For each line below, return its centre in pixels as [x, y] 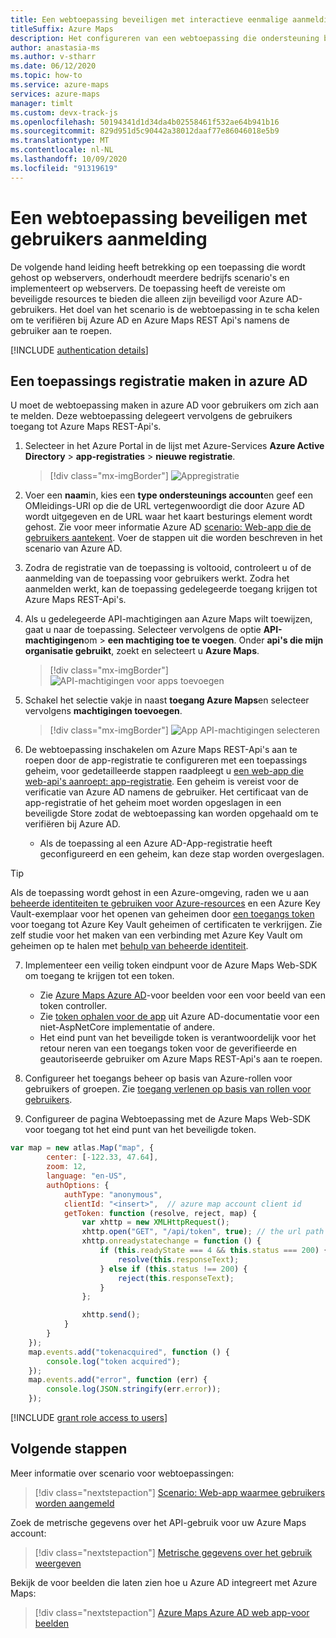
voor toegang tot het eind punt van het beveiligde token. [140, 1130]
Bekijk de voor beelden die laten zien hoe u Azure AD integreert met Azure [164, 1582]
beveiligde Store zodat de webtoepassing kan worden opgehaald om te [171, 813]
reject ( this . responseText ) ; [176, 1278]
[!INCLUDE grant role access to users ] [89, 1417]
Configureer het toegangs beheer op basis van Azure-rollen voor [158, 1078]
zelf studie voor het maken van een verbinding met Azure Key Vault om [156, 935]
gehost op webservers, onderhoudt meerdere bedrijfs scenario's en [150, 277]
